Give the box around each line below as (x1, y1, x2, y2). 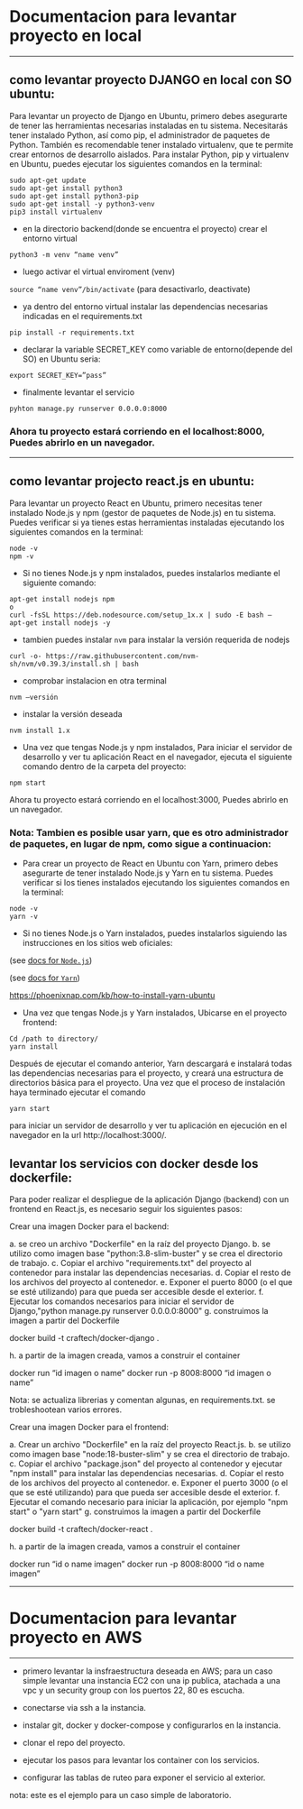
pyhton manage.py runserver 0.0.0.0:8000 (9, 404, 168, 413)
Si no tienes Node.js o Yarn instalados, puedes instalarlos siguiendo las (22, 928, 288, 939)
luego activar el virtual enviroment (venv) (22, 266, 176, 277)
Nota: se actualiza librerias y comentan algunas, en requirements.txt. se (9, 1394, 276, 1405)
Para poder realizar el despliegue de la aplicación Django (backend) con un (9, 1193, 289, 1205)
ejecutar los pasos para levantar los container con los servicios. (22, 1754, 260, 1765)
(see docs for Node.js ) (9, 955, 93, 966)
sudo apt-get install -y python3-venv (9, 199, 155, 208)
